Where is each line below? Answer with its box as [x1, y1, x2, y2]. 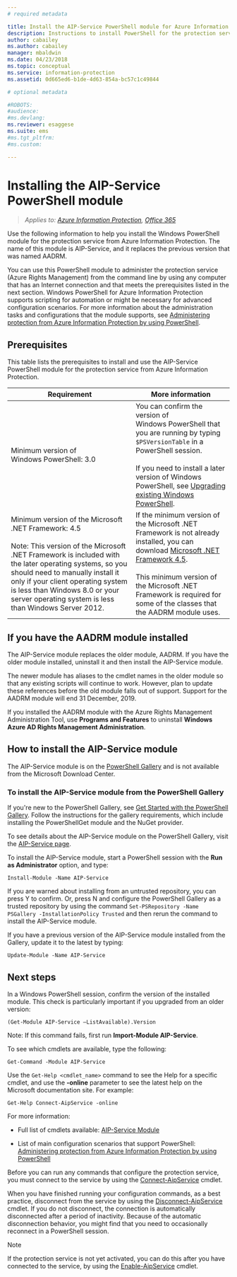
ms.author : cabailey [7, 43, 68, 50]
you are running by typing [135, 428, 221, 438]
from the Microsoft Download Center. [7, 769, 116, 778]
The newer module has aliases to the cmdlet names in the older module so [7, 671, 224, 680]
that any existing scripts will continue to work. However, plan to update [7, 679, 213, 688]
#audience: [7, 108, 39, 115]
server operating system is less [11, 594, 115, 604]
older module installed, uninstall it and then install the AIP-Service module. [7, 658, 224, 666]
